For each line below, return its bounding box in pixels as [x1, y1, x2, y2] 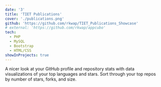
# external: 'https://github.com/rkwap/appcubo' [5, 25, 106, 30]
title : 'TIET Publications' [5, 12, 62, 17]
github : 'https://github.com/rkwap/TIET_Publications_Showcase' [5, 21, 139, 26]
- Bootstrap [9, 43, 34, 48]
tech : [5, 30, 16, 35]
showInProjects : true [5, 52, 49, 58]
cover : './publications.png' [5, 16, 64, 21]
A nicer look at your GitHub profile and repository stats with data [5, 66, 135, 72]
